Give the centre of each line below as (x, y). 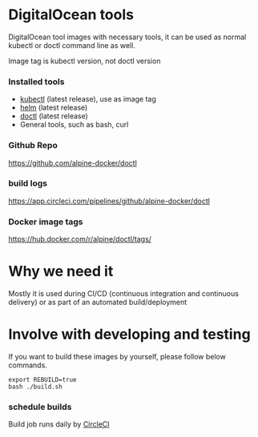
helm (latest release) (54, 108)
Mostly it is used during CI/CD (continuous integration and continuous (123, 294)
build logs (28, 183)
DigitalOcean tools (71, 15)
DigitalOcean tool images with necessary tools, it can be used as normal (127, 37)
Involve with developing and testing (129, 335)
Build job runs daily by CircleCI (59, 424)
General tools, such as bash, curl (74, 125)
